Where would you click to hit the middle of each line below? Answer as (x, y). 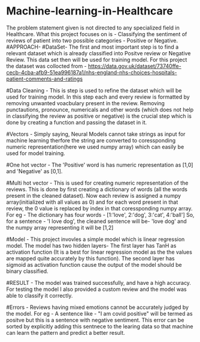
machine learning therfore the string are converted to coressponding (91, 140)
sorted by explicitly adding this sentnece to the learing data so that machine (100, 326)
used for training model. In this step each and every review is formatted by (98, 97)
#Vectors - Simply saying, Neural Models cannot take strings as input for (96, 134)
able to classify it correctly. (40, 295)
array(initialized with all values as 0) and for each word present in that (92, 202)
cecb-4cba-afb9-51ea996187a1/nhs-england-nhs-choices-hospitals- (92, 72)
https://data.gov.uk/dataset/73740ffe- (134, 66)
